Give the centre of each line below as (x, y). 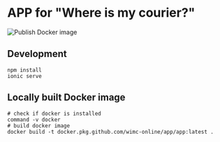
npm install (24, 70)
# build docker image (39, 126)
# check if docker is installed (54, 113)
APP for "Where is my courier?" (101, 13)
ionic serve (24, 76)
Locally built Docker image (66, 98)
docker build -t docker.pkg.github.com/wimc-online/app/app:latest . (111, 132)
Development (37, 54)
